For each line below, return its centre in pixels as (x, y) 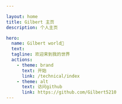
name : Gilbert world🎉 (38, 44)
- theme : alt (33, 82)
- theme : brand (35, 65)
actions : (22, 60)
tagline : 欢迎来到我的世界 (41, 54)
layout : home (22, 16)
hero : (13, 38)
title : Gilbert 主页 (30, 22)
